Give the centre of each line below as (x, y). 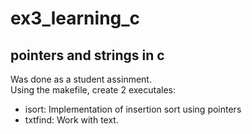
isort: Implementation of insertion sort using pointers (133, 109)
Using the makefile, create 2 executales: (93, 90)
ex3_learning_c (75, 18)
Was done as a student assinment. (81, 79)
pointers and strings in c (87, 55)
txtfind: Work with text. (71, 120)
